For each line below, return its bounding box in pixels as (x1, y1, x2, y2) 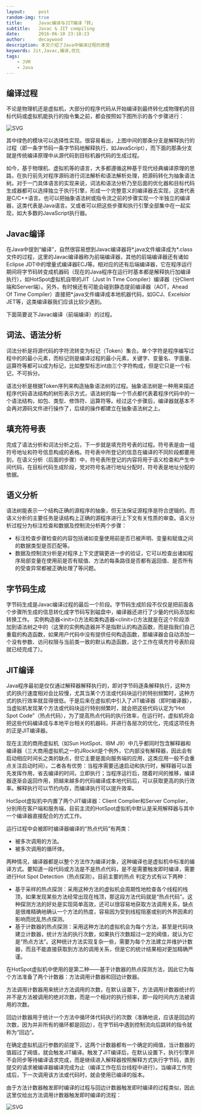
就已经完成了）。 (6, 646, 46, 653)
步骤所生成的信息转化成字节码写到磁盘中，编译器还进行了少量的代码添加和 (11, 608, 195, 615)
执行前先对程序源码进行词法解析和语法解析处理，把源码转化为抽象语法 (22, 172, 195, 180)
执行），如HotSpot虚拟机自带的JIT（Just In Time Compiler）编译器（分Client (6, 276, 194, 283)
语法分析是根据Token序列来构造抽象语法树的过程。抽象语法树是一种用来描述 (6, 382, 194, 389)
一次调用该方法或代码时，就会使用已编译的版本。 (26, 1071, 148, 1078)
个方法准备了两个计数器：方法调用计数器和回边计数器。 (6, 974, 142, 981)
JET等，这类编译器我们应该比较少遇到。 (6, 298, 105, 305)
